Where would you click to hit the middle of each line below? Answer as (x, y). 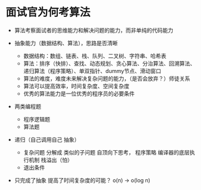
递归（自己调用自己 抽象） (47, 139)
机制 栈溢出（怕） (51, 160)
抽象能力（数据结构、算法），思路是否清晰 (66, 43)
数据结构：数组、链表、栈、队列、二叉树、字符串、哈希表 (95, 55)
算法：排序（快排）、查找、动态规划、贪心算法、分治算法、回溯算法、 (109, 63)
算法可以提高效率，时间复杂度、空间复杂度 (76, 86)
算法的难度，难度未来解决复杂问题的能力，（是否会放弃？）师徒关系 (107, 78)
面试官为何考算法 (48, 12)
